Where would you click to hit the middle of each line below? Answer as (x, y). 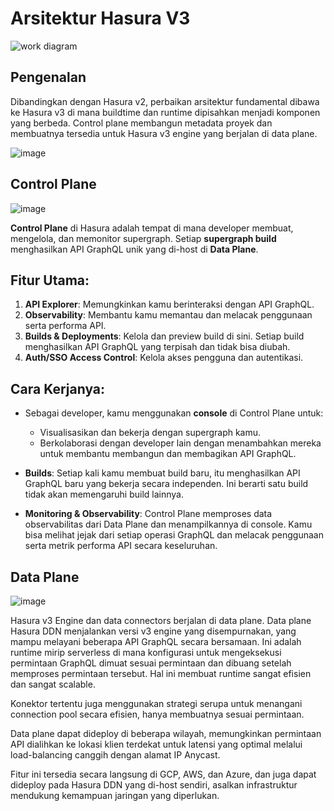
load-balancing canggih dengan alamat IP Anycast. (115, 755)
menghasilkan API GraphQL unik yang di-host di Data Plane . (134, 249)
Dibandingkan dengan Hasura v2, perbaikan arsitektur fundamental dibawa (165, 101)
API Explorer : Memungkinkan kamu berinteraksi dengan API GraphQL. (169, 304)
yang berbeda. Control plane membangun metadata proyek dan (141, 123)
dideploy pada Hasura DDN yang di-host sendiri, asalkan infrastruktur (154, 785)
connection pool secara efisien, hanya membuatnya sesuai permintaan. (157, 714)
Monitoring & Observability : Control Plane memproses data (148, 514)
